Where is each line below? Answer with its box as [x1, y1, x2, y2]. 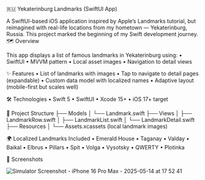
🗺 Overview [6, 37, 40, 45]
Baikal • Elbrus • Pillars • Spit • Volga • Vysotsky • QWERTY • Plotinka [6, 144, 185, 151]
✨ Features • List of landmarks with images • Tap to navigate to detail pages [6, 70, 199, 77]
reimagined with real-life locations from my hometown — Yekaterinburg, [6, 24, 187, 31]
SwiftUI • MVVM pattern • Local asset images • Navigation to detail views [6, 58, 192, 65]
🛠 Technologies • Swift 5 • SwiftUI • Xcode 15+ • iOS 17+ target [6, 96, 168, 103]
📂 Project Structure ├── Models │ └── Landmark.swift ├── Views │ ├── [6, 110, 192, 117]
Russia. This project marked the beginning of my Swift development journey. [6, 31, 198, 37]
